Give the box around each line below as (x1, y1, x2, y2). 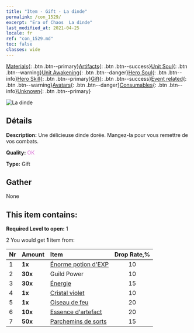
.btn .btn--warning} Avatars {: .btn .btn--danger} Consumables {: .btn (6, 81, 168, 88)
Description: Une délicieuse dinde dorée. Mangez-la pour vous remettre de (6, 131, 188, 138)
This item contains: (6, 210, 78, 219)
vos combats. (6, 138, 39, 145)
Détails (6, 116, 32, 126)
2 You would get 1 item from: (6, 236, 75, 243)
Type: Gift (6, 160, 30, 167)
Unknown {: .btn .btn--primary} (17, 87, 91, 94)
